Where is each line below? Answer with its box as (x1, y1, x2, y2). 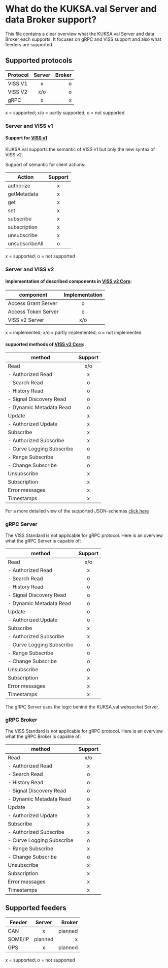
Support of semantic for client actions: (5, 161, 86, 167)
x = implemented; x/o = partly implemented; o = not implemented (5, 329, 142, 335)
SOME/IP (8, 935, 29, 943)
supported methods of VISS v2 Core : (5, 341, 85, 347)
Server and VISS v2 (5, 266, 54, 273)
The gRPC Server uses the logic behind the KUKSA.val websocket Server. (5, 703, 160, 710)
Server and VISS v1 (5, 122, 53, 129)
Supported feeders (5, 904, 67, 913)
